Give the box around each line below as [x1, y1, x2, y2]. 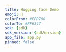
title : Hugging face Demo [5, 7, 59, 12]
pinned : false [5, 40, 35, 45]
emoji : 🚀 [5, 12, 23, 17]
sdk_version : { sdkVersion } [5, 30, 61, 35]
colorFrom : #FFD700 [5, 16, 46, 21]
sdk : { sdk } [5, 26, 28, 31]
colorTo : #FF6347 [5, 21, 41, 26]
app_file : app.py [5, 35, 41, 40]
